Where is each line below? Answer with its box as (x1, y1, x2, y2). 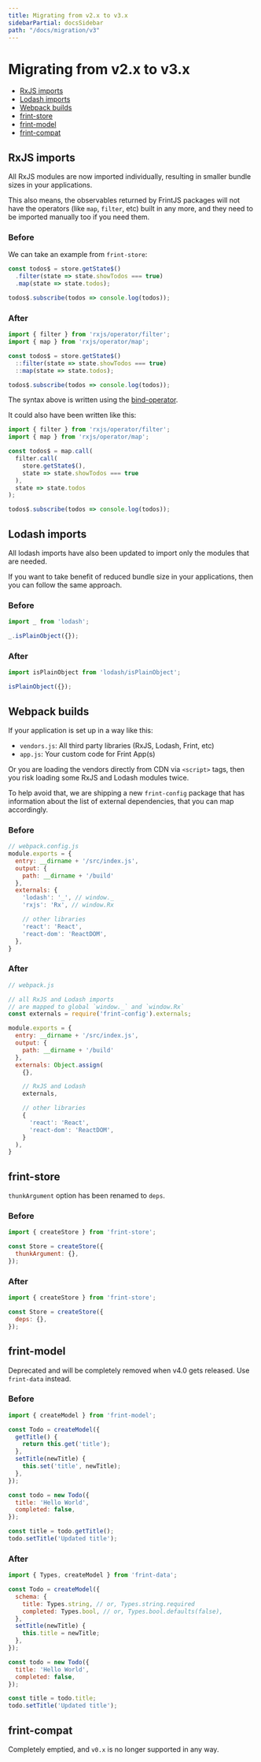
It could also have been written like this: (8, 411, 137, 420)
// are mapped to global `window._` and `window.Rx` (8, 1003, 185, 1011)
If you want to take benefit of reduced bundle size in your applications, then (8, 572, 254, 582)
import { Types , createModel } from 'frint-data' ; (8, 1571, 178, 1579)
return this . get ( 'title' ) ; (22, 1440, 111, 1448)
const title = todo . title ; (8, 1694, 97, 1703)
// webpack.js (8, 981, 55, 989)
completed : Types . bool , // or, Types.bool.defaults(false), (22, 1607, 223, 1615)
